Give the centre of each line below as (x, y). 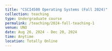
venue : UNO (16, 28)
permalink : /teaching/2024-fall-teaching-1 (50, 23)
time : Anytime (19, 37)
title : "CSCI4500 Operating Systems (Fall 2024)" (56, 9)
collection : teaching (27, 14)
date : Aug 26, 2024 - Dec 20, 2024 (41, 32)
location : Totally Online (31, 41)
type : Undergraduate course (34, 18)
